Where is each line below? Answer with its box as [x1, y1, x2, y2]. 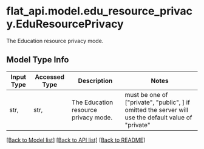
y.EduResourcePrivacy [6, 17, 124, 31]
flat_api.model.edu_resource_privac [6, 4, 193, 18]
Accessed [35, 73, 65, 81]
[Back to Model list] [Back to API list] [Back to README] [6, 136, 146, 144]
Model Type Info [6, 55, 69, 65]
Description [78, 76, 113, 85]
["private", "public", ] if [124, 98, 190, 107]
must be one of [124, 90, 168, 99]
